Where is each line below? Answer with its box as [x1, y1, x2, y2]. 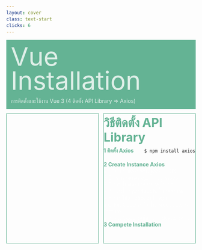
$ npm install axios [144, 148, 195, 154]
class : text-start [6, 16, 52, 22]
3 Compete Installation [103, 221, 162, 228]
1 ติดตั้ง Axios [103, 147, 134, 154]
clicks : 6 [6, 22, 31, 28]
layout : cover [6, 10, 42, 16]
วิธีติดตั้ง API [103, 115, 163, 130]
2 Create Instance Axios [103, 161, 165, 168]
